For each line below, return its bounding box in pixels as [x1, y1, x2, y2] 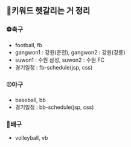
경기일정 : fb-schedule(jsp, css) [14, 64, 93, 71]
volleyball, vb [14, 134, 48, 142]
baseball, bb [14, 96, 46, 103]
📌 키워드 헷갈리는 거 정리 [6, 5, 91, 16]
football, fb [14, 41, 43, 48]
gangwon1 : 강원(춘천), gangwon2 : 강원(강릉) [14, 48, 126, 56]
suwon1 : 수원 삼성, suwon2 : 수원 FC [14, 56, 104, 64]
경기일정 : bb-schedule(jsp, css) [14, 103, 94, 111]
